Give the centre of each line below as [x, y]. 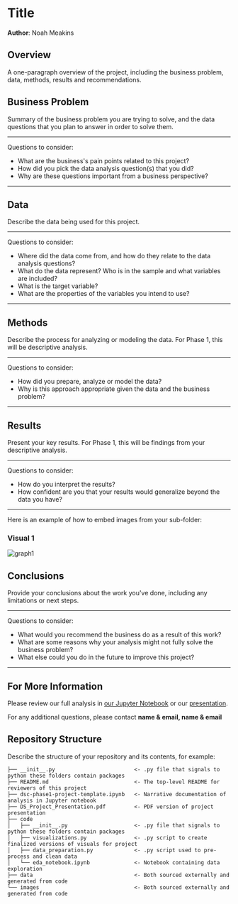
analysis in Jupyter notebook [52, 800]
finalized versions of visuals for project [73, 844]
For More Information [55, 686]
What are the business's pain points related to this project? [103, 160]
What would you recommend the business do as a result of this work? [119, 635]
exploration [25, 869]
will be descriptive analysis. [47, 347]
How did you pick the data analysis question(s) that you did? [106, 168]
